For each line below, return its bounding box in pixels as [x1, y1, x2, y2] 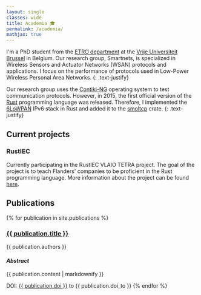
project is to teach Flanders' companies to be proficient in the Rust [6, 168, 173, 175]
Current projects [6, 129, 70, 140]
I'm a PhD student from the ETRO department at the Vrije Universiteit [6, 48, 178, 55]
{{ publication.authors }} [6, 243, 67, 250]
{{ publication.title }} [6, 229, 69, 237]
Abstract [6, 257, 29, 264]
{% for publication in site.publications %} [6, 214, 109, 222]
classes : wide [6, 15, 42, 21]
